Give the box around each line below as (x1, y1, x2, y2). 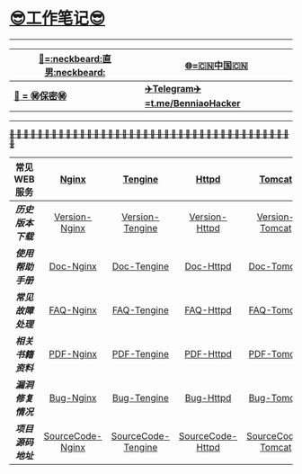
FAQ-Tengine (111, 303, 169, 316)
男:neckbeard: (44, 66, 106, 78)
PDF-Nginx (49, 347, 97, 360)
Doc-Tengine (111, 260, 169, 273)
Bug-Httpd (184, 391, 232, 404)
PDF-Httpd (183, 347, 232, 360)
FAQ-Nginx (49, 303, 97, 316)
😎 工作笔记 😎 (9, 8, 106, 29)
